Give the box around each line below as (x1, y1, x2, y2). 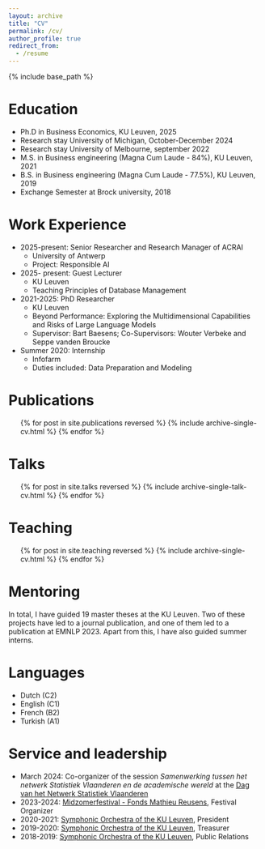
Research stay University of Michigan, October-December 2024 (19, 135, 233, 145)
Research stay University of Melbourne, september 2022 (19, 143, 210, 154)
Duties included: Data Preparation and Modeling (32, 362, 192, 373)
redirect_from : (8, 42, 60, 50)
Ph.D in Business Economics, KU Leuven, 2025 (19, 126, 177, 136)
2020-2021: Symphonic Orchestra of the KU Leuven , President (19, 814, 229, 824)
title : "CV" (8, 19, 48, 28)
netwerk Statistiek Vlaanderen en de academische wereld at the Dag (19, 779, 250, 790)
